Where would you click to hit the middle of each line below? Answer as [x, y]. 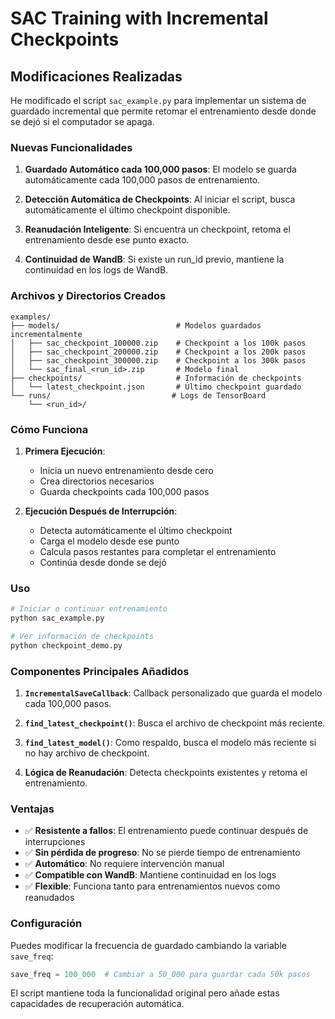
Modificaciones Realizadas [96, 76]
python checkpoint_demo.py [66, 645]
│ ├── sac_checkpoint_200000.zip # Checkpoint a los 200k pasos [158, 352]
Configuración [46, 924]
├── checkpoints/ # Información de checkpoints [156, 378]
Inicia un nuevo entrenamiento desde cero [126, 470]
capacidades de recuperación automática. [97, 1004]
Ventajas [32, 809]
